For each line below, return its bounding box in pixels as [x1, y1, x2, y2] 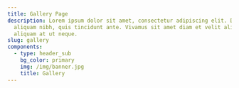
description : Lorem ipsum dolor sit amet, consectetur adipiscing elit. [7, 17, 228, 24]
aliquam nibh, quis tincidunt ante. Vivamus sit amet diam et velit [14, 23, 221, 31]
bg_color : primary [20, 57, 75, 64]
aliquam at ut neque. [14, 30, 78, 38]
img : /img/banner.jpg [20, 63, 84, 70]
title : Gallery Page [7, 10, 69, 18]
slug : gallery [7, 37, 50, 44]
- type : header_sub [14, 50, 72, 57]
